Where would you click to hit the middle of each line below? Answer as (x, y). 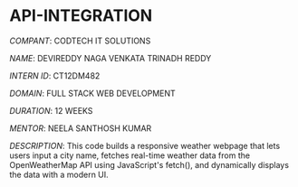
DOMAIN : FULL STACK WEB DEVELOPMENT (93, 93)
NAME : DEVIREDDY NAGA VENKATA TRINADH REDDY (111, 58)
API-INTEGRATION (81, 16)
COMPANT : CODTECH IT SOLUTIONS (80, 41)
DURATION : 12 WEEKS (51, 110)
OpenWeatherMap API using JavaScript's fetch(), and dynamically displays (149, 164)
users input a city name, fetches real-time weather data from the (130, 155)
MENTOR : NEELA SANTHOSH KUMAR (81, 128)
